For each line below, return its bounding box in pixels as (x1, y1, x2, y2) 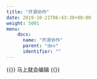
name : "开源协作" (22, 37, 63, 43)
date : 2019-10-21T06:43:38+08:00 (6, 15, 92, 21)
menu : (6, 26, 20, 32)
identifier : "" (22, 49, 62, 55)
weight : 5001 (6, 20, 40, 26)
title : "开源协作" (6, 9, 50, 15)
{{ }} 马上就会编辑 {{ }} (6, 66, 60, 73)
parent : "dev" (22, 43, 59, 49)
